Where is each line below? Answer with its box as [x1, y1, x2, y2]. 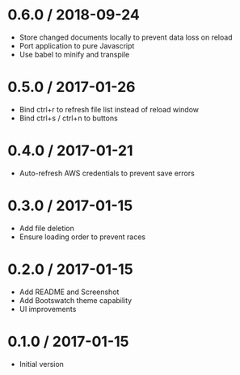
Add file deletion [19, 223, 74, 233]
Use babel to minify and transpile [19, 49, 130, 59]
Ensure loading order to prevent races [19, 232, 146, 242]
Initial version [19, 359, 64, 369]
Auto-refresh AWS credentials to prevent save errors [19, 168, 195, 178]
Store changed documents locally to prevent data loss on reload [19, 32, 233, 42]
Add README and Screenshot [19, 287, 120, 297]
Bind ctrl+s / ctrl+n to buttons [19, 113, 118, 123]
